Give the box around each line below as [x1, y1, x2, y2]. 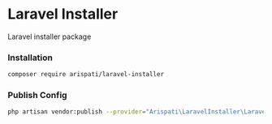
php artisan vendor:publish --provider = [7, 108, 147, 116]
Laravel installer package [7, 32, 92, 41]
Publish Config [7, 90, 67, 101]
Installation [7, 52, 54, 63]
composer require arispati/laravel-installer [7, 71, 164, 79]
